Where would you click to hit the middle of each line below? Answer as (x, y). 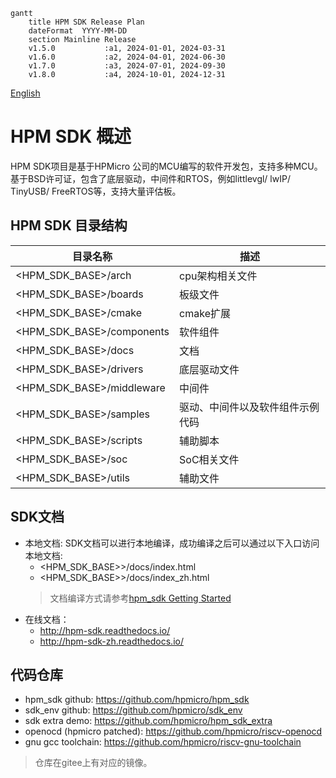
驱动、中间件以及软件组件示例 (249, 407)
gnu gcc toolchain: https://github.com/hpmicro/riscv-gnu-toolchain (163, 742)
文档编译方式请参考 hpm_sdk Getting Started (140, 598)
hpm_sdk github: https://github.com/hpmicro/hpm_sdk (137, 700)
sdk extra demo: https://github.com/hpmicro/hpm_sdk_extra (148, 721)
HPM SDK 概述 (71, 136)
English (25, 93)
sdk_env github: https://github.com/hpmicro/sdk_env (133, 710)
